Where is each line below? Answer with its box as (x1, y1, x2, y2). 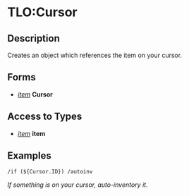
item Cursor (17, 90, 53, 99)
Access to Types (7, 111, 83, 123)
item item (17, 129, 46, 137)
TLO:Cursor (7, 4, 78, 20)
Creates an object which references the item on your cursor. (7, 51, 182, 59)
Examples (7, 149, 51, 162)
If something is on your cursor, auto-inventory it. (7, 180, 148, 189)
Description (7, 32, 60, 44)
